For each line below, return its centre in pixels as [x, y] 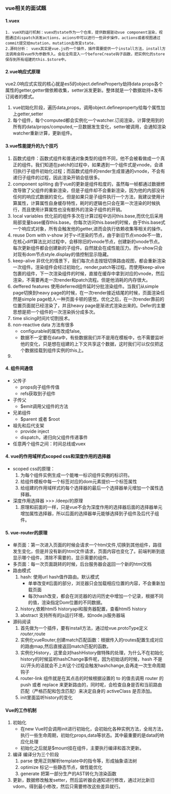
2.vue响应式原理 [23, 71]
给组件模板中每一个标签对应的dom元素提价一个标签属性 [79, 481]
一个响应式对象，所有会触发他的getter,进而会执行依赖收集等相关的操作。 [89, 228]
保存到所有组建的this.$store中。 [37, 60]
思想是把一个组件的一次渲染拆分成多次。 [55, 312]
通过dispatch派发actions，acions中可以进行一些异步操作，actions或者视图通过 [85, 38]
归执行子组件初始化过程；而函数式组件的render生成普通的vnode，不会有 [89, 171]
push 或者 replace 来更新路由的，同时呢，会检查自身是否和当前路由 [91, 685]
